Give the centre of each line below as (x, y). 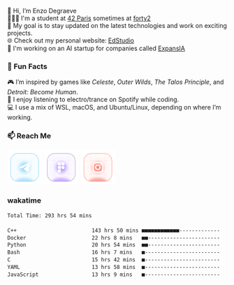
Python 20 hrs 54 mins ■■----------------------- (114, 245)
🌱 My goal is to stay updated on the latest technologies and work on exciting (117, 25)
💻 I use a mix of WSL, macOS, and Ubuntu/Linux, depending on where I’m (114, 108)
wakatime (24, 200)
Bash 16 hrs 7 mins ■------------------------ (114, 253)
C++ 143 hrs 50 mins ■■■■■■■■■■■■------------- (114, 231)
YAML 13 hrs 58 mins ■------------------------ (114, 268)
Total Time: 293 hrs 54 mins (50, 215)
